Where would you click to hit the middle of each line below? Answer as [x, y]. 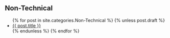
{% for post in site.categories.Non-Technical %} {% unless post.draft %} [89, 20]
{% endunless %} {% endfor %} [46, 31]
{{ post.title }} [27, 25]
